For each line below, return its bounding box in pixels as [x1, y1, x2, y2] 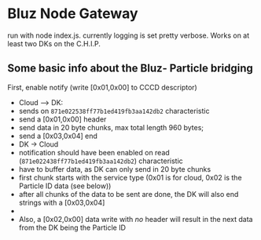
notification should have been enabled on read [18, 147, 170, 157]
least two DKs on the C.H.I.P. [7, 38, 101, 48]
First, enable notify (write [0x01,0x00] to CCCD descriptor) [7, 82, 197, 92]
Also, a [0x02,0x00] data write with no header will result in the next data [18, 214, 253, 224]
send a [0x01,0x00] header [18, 115, 107, 124]
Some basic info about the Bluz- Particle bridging [7, 62, 253, 75]
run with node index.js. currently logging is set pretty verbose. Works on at [7, 31, 250, 40]
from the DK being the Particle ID [18, 223, 127, 232]
